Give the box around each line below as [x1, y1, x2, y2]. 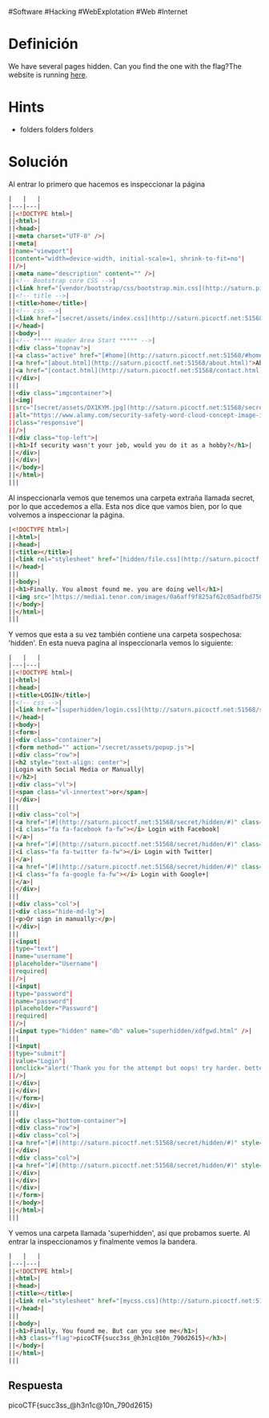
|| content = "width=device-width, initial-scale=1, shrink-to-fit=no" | [8, 255, 246, 263]
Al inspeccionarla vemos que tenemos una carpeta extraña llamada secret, [8, 493, 255, 503]
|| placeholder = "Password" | [8, 1004, 98, 1013]
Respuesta [8, 1379, 63, 1392]
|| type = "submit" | [8, 1049, 66, 1057]
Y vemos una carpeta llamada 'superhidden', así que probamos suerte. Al [8, 1228, 251, 1237]
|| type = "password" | [8, 989, 74, 998]
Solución [8, 153, 69, 171]
